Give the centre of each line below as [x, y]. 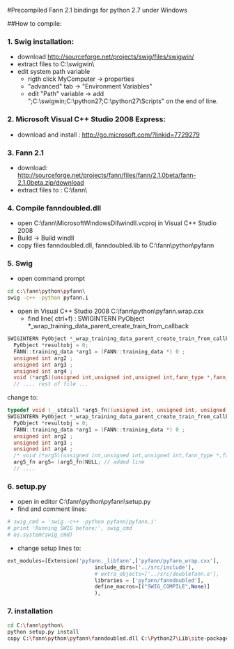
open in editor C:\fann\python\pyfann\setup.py [84, 502]
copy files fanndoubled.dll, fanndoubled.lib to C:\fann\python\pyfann [116, 245]
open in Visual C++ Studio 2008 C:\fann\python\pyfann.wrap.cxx [110, 311]
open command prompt [51, 279]
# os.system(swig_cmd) [40, 535]
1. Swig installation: [41, 41]
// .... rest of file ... [51, 384]
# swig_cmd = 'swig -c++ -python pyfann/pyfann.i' [82, 522]
